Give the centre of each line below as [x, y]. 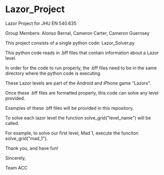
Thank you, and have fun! [32, 148]
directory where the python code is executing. [53, 73]
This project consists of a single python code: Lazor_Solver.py [70, 43]
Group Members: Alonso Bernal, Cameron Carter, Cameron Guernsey [77, 33]
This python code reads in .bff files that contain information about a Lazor [82, 53]
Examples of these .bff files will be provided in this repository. [70, 108]
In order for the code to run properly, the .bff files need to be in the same [81, 68]
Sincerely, [16, 158]
